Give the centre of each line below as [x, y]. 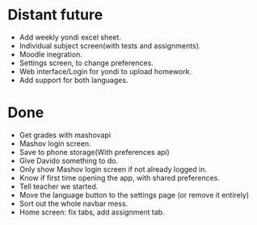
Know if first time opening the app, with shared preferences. [119, 177]
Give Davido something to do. [69, 160]
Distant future [55, 15]
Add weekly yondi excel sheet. [70, 37]
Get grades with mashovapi [65, 135]
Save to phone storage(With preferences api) [95, 152]
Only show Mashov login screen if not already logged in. [113, 169]
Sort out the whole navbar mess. [74, 203]
